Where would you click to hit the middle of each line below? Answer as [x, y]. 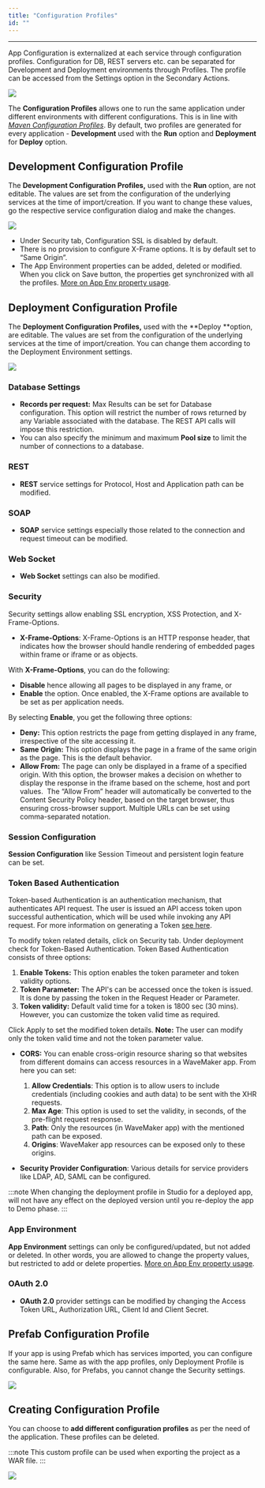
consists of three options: [50, 958]
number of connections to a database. [82, 446]
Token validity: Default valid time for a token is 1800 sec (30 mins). [129, 1006]
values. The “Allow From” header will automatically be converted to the [136, 791]
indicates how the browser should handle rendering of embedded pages [137, 646]
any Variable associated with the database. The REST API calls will [127, 421]
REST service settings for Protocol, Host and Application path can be [132, 484]
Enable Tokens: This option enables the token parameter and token [129, 973]
